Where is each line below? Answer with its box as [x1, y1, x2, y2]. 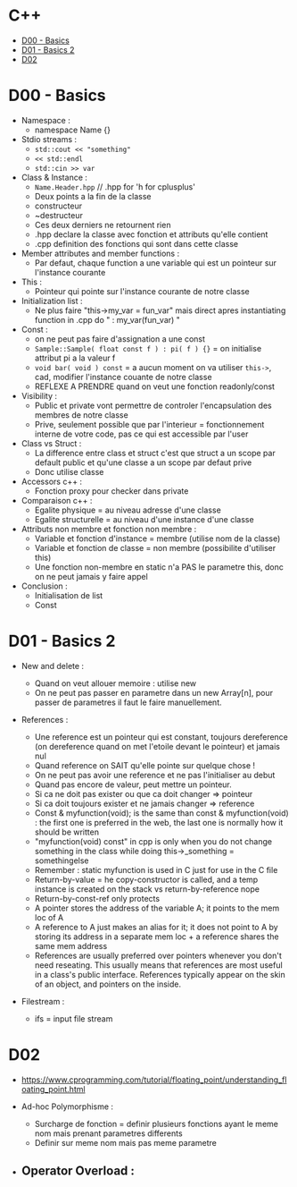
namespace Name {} [34, 124, 111, 135]
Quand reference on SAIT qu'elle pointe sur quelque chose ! [34, 759, 256, 770]
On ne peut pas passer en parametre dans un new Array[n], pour [34, 687, 274, 698]
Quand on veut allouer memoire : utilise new [34, 677, 197, 689]
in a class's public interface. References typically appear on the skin [34, 969, 286, 979]
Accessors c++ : [21, 476, 82, 487]
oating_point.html [21, 1083, 86, 1094]
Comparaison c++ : [21, 495, 93, 505]
